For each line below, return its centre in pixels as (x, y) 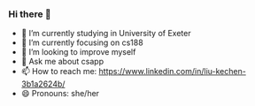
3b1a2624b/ (43, 84)
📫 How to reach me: (59, 72)
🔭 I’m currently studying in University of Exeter (106, 34)
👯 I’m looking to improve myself (78, 52)
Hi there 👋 (30, 14)
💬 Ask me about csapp (62, 62)
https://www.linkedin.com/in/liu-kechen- (173, 72)
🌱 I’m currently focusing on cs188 (82, 42)
